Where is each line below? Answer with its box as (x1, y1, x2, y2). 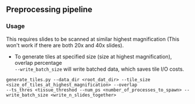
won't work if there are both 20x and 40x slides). (6, 41, 124, 48)
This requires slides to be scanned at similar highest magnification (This (6, 35, 180, 43)
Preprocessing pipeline (6, 5, 93, 15)
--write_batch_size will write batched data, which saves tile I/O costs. (14, 65, 184, 72)
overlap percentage (14, 59, 63, 66)
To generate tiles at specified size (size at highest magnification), (14, 53, 172, 60)
